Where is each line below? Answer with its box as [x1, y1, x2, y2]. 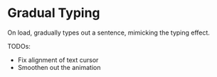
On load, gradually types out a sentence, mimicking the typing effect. [7, 28, 210, 37]
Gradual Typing [7, 5, 101, 21]
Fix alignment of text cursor [17, 55, 99, 64]
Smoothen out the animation [17, 63, 101, 71]
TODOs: [7, 42, 31, 50]
